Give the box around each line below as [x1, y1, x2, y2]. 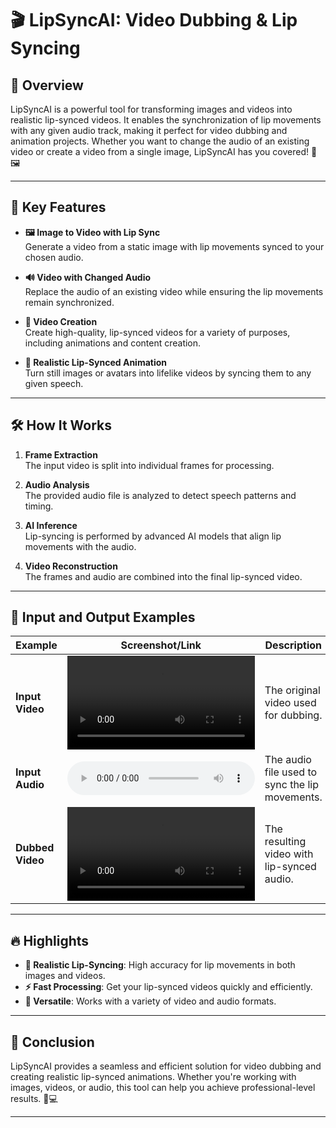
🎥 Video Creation [24, 315, 98, 327]
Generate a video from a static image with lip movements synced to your [24, 240, 325, 252]
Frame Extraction [24, 448, 98, 461]
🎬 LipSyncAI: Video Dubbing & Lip [10, 9, 298, 32]
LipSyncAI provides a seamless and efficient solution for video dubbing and [10, 1060, 322, 1072]
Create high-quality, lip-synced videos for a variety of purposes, [24, 326, 291, 338]
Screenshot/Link [120, 638, 202, 652]
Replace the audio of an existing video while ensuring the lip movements [24, 285, 324, 297]
